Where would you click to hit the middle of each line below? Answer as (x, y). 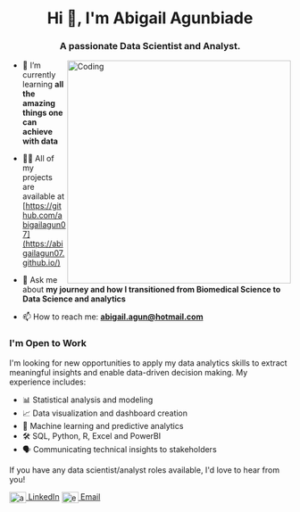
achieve (37, 132)
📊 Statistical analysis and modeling (87, 400)
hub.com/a (42, 215)
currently (39, 75)
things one (42, 113)
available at (43, 196)
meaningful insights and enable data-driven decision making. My (129, 372)
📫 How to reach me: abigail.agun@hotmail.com (112, 317)
